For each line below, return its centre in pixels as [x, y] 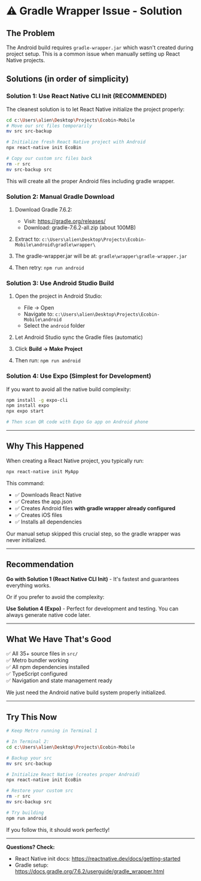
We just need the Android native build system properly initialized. [86, 692]
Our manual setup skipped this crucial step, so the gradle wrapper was [93, 534]
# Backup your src [29, 758]
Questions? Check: [31, 847]
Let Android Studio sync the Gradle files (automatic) [79, 337]
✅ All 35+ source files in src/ [42, 653]
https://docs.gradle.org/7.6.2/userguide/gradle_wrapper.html [89, 871]
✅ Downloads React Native [48, 495]
